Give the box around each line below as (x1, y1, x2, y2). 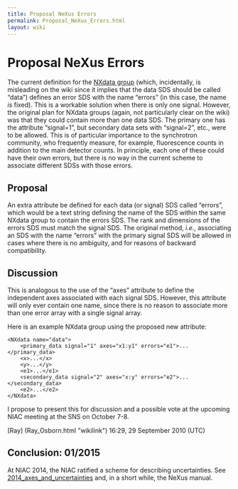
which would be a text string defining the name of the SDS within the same (7, 208, 226, 217)
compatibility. (7, 247, 48, 255)
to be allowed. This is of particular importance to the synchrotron (7, 131, 198, 140)
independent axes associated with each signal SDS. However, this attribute (7, 293, 227, 302)
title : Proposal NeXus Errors (7, 10, 97, 18)
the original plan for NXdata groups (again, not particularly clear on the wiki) (7, 108, 230, 117)
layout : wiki (7, 24, 46, 31)
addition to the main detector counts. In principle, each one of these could (7, 146, 225, 155)
